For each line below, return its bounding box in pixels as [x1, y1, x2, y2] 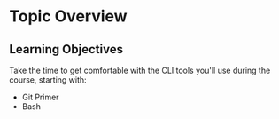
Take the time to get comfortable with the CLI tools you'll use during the [9, 65, 271, 75]
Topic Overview [9, 6, 128, 27]
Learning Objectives [9, 42, 124, 57]
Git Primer [21, 91, 59, 102]
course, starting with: [9, 75, 87, 85]
